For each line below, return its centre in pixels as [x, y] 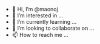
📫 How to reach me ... [40, 35]
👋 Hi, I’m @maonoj [35, 9]
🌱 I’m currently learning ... [44, 22]
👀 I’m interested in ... [38, 15]
